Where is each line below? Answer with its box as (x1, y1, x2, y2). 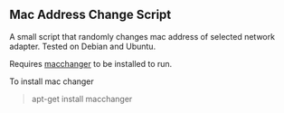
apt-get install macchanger (31, 93, 133, 104)
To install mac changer (9, 76, 95, 87)
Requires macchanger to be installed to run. (9, 58, 173, 69)
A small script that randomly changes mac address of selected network (9, 31, 276, 42)
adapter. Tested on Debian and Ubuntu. (9, 41, 156, 52)
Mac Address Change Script (9, 7, 172, 23)
